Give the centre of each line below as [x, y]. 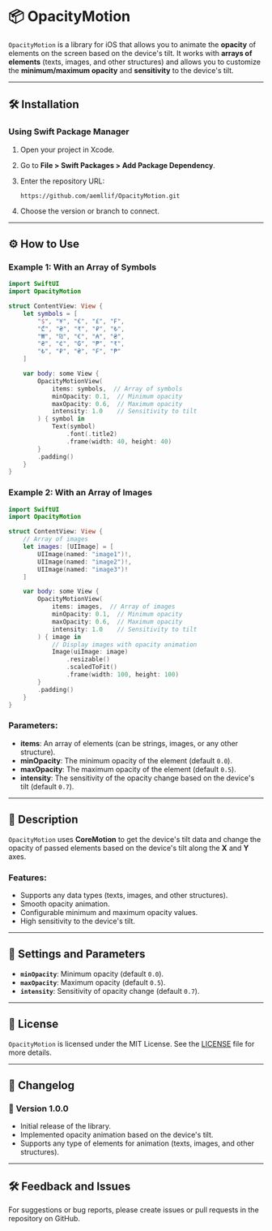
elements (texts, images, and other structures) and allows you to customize [135, 62]
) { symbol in [61, 419]
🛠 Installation [44, 104]
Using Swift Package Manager [69, 132]
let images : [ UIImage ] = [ [68, 547]
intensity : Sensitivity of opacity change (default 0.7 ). [110, 991]
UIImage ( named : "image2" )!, [85, 562]
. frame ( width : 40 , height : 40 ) [119, 441]
